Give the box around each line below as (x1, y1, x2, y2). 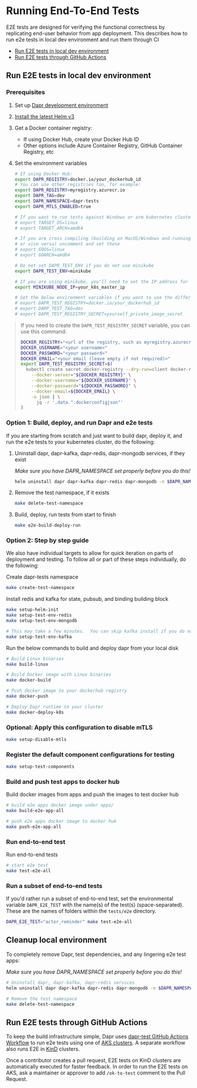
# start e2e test (6, 863, 49, 869)
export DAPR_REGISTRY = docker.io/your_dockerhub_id (14, 176, 141, 183)
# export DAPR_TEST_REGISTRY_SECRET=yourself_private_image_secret (14, 311, 183, 317)
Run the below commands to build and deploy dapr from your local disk (6, 644, 179, 651)
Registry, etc (23, 148, 54, 155)
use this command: (20, 327, 67, 335)
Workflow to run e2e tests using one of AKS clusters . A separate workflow (6, 1039, 186, 1046)
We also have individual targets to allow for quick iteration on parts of (6, 550, 174, 557)
